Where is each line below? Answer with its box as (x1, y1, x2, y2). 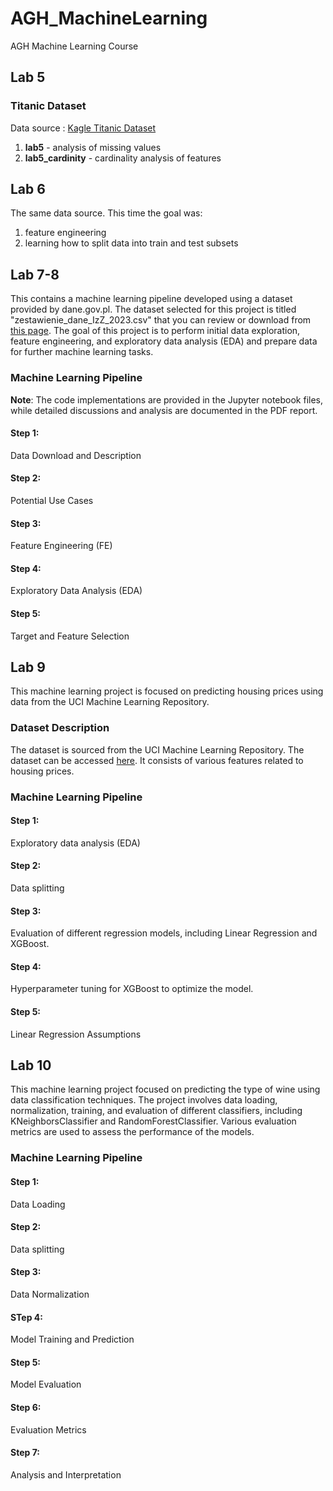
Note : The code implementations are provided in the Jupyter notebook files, (10, 393, 324, 406)
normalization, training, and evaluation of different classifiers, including (10, 1105, 303, 1117)
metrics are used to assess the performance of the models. (10, 1126, 255, 1138)
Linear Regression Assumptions (10, 1028, 142, 1040)
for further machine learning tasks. (10, 346, 154, 358)
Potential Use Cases (10, 494, 94, 506)
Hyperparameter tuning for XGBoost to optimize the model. (10, 983, 254, 995)
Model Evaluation (10, 1378, 82, 1391)
